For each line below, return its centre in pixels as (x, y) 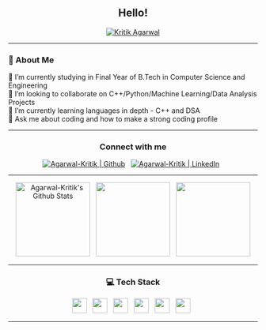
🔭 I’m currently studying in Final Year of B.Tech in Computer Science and (127, 77)
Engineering (28, 85)
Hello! (133, 13)
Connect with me (133, 147)
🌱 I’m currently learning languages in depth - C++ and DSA (104, 111)
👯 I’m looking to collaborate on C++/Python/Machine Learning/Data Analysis (133, 94)
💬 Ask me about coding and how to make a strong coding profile (113, 119)
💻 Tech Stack (133, 282)
